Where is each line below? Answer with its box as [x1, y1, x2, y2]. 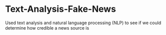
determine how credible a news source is [5, 25, 89, 31]
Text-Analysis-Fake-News [5, 3, 116, 15]
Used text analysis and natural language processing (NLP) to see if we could [5, 20, 162, 26]
